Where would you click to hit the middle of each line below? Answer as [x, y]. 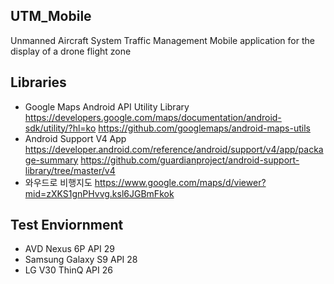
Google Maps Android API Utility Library [107, 106]
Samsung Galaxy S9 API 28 [81, 260]
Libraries [38, 82]
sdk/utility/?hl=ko [60, 128]
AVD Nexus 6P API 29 [69, 249]
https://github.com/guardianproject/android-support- [190, 160]
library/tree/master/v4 [70, 170]
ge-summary [51, 160]
